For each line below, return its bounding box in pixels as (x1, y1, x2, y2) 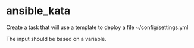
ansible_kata (6, 4, 71, 18)
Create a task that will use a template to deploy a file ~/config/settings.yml (6, 24, 189, 31)
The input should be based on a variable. (6, 35, 107, 42)
